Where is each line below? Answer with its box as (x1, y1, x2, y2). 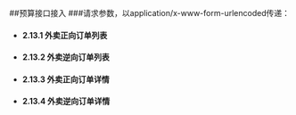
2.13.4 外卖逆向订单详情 (21, 96, 111, 107)
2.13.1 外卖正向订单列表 (21, 29, 108, 40)
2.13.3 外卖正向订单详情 (21, 74, 110, 85)
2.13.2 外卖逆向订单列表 (21, 52, 110, 62)
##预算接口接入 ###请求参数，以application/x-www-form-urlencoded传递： (9, 8, 290, 18)
